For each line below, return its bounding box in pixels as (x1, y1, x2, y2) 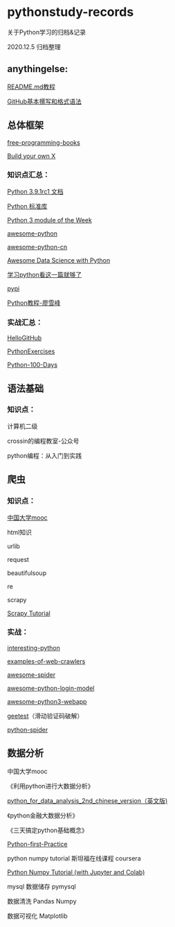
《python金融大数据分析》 (7, 811, 79, 820)
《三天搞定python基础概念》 (7, 826, 88, 834)
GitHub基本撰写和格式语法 (7, 97, 82, 105)
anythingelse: (7, 63, 68, 75)
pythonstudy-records (7, 4, 134, 20)
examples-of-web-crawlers (7, 657, 86, 665)
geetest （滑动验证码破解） (7, 712, 84, 720)
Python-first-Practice (7, 840, 68, 848)
